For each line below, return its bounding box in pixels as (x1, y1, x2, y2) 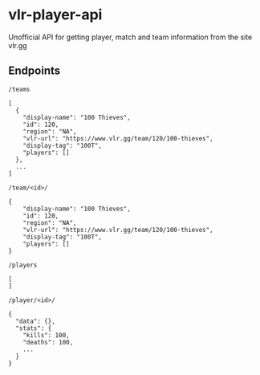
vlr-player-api (8, 6, 103, 24)
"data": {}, (15, 317, 56, 325)
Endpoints (8, 64, 61, 78)
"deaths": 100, (22, 338, 74, 346)
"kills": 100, (22, 331, 70, 339)
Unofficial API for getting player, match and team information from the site (8, 32, 253, 42)
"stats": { (15, 324, 52, 332)
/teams (8, 85, 30, 93)
